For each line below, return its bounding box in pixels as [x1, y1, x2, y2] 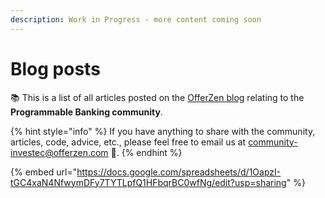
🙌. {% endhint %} [110, 146, 183, 158]
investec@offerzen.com [10, 146, 109, 158]
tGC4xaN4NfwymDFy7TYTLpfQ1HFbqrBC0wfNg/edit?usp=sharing [10, 176, 287, 188]
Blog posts [10, 57, 101, 80]
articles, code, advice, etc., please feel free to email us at [10, 136, 247, 148]
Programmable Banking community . [10, 106, 163, 118]
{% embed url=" [10, 166, 78, 178]
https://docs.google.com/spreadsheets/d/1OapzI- [76, 166, 282, 178]
